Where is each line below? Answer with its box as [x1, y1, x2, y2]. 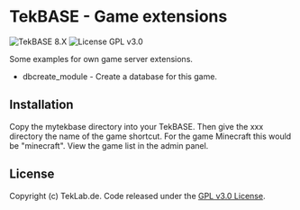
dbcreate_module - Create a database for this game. [22, 70, 218, 82]
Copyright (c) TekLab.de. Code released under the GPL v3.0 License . [9, 190, 266, 201]
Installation [9, 97, 74, 113]
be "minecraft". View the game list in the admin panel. [9, 140, 209, 151]
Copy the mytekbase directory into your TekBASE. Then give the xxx [9, 121, 264, 132]
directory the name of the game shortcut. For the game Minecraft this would [9, 131, 292, 142]
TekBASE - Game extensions [9, 6, 228, 27]
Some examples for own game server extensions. [9, 53, 194, 64]
